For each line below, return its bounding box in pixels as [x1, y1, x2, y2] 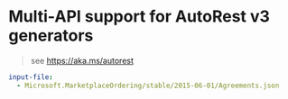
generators [8, 25, 94, 46]
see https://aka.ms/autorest [30, 55, 135, 66]
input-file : [8, 72, 53, 82]
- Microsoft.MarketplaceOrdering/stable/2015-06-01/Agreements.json [16, 81, 280, 90]
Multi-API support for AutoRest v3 [8, 6, 270, 27]
